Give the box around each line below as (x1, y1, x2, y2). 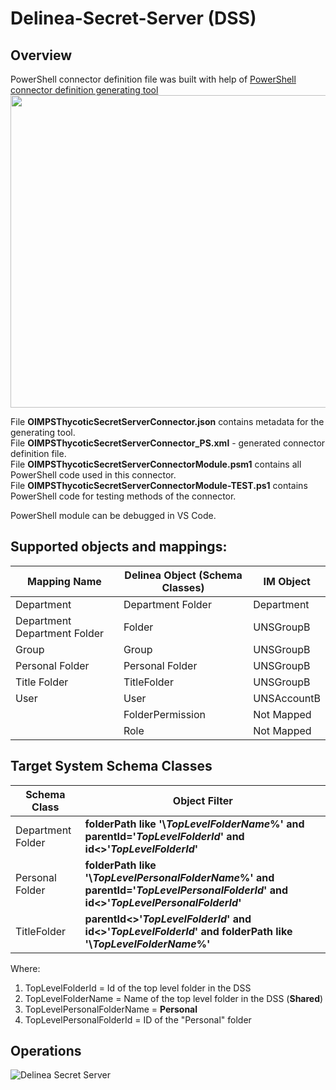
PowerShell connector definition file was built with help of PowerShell (10, 73, 297, 85)
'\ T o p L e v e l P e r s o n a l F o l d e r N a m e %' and (84, 870, 275, 884)
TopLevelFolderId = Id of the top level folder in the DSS (24, 982, 252, 994)
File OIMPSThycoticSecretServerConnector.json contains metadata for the (10, 416, 325, 427)
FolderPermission (123, 707, 206, 721)
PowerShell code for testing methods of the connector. (10, 490, 237, 502)
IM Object (263, 574, 311, 588)
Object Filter (172, 793, 233, 807)
